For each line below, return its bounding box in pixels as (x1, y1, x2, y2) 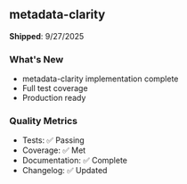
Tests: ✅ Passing (21, 135, 85, 146)
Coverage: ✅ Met (21, 145, 86, 155)
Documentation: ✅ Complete (21, 155, 127, 166)
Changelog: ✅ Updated (21, 165, 108, 176)
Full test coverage (21, 83, 88, 94)
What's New (9, 53, 64, 65)
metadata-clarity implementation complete (21, 73, 179, 84)
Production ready (21, 93, 86, 104)
